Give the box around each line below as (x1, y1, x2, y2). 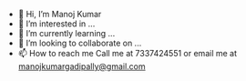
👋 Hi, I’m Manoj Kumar (17, 9, 102, 19)
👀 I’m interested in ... (17, 18, 96, 29)
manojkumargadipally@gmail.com (17, 61, 146, 72)
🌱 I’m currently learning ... (17, 28, 116, 38)
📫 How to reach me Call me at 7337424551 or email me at (17, 48, 238, 58)
